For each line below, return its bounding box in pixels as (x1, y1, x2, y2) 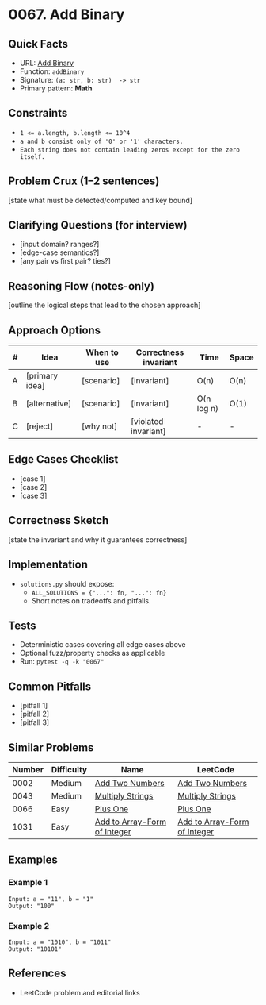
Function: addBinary (19, 67, 85, 76)
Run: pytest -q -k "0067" (19, 657, 104, 666)
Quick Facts (8, 37, 69, 51)
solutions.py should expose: (19, 579, 115, 588)
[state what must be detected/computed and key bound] (8, 195, 192, 205)
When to (85, 347, 119, 358)
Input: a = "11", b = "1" (8, 895, 93, 903)
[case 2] (19, 482, 47, 491)
